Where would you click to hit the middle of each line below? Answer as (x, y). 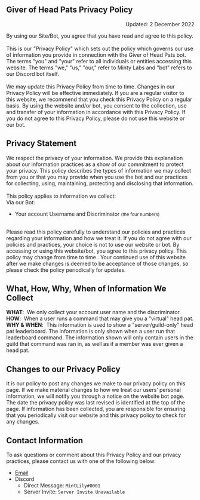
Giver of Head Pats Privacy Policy (70, 10)
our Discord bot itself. (33, 73)
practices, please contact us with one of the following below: (81, 461)
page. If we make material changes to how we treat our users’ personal (93, 390)
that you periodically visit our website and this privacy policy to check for (96, 415)
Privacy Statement (41, 144)
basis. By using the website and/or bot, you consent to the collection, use (96, 105)
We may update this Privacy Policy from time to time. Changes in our (90, 87)
